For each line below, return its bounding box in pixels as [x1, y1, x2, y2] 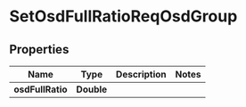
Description [115, 69, 167, 80]
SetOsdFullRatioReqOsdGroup [9, 6, 238, 27]
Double [76, 83, 108, 95]
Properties [9, 42, 70, 57]
